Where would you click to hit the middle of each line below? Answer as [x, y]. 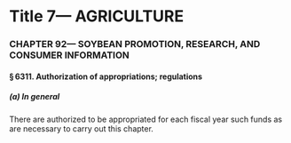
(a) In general [35, 97]
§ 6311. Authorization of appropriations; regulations [106, 76]
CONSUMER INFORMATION [70, 55]
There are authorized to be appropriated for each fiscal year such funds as [145, 119]
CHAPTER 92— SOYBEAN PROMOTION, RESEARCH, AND [135, 44]
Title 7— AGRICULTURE [97, 16]
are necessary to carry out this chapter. [81, 128]
